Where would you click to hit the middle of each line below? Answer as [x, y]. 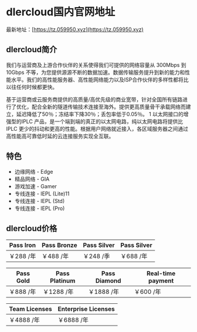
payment [161, 281]
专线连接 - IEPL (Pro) [40, 208]
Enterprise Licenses [86, 309]
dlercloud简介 [32, 50]
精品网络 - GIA [32, 179]
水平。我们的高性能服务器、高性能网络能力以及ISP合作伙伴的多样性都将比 [100, 79]
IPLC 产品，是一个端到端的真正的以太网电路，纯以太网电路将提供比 [102, 121]
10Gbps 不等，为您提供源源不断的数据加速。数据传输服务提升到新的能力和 [96, 72]
